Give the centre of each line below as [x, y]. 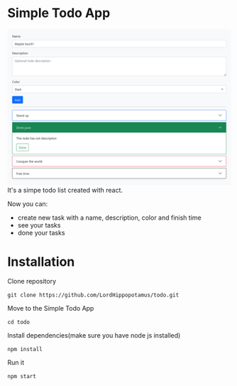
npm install [25, 350]
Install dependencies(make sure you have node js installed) [94, 336]
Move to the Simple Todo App [51, 309]
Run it [16, 363]
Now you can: [28, 204]
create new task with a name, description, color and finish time [109, 218]
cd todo [19, 322]
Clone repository [32, 282]
